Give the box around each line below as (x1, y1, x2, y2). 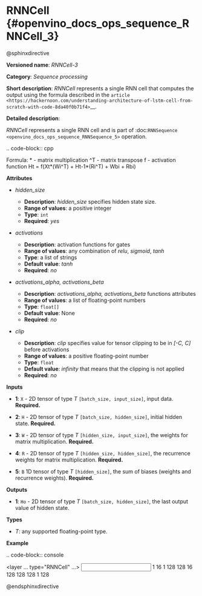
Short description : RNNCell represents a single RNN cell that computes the (6, 84, 194, 92)
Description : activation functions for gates (24, 241, 131, 248)
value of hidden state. (15, 504, 70, 511)
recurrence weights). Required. (15, 474, 94, 481)
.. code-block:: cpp (6, 144, 54, 152)
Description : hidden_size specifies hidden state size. (24, 198, 157, 205)
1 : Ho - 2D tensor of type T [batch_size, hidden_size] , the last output (15, 498, 189, 505)
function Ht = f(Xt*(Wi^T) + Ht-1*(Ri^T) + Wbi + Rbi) (6, 162, 136, 170)
